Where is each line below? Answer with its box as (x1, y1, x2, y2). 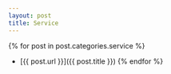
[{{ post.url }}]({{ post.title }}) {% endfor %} (19, 56, 164, 66)
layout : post (8, 11, 52, 20)
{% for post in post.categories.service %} (8, 41, 145, 50)
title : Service (8, 19, 59, 27)
